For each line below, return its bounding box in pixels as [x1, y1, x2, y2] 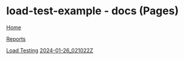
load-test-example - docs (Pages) [6, 4, 179, 18]
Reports [6, 35, 26, 42]
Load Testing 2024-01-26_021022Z [6, 46, 93, 54]
